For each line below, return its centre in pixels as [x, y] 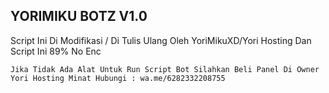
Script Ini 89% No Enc [56, 51]
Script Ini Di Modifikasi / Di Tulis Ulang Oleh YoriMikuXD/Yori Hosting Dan [161, 40]
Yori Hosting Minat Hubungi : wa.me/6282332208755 [118, 78]
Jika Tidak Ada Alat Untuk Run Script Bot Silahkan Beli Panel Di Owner [165, 69]
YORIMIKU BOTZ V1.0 [79, 16]
